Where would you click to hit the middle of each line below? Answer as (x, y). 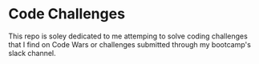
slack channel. (32, 53)
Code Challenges (67, 14)
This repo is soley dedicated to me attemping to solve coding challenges (128, 36)
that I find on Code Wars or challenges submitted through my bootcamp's (129, 44)
